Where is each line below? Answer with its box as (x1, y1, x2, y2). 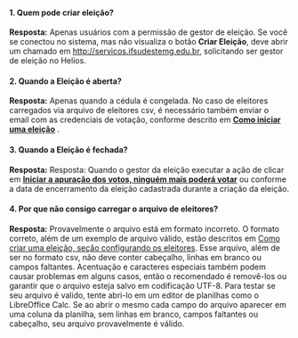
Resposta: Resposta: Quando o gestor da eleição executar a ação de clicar (9, 164, 285, 175)
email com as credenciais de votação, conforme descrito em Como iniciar (9, 114, 282, 125)
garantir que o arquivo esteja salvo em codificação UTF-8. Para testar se (9, 280, 276, 291)
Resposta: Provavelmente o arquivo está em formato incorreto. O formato (9, 223, 280, 234)
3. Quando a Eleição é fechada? (9, 144, 128, 155)
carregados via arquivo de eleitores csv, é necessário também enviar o (9, 105, 270, 116)
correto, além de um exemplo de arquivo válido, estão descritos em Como (9, 233, 280, 243)
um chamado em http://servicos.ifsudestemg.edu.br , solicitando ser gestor (9, 45, 284, 57)
